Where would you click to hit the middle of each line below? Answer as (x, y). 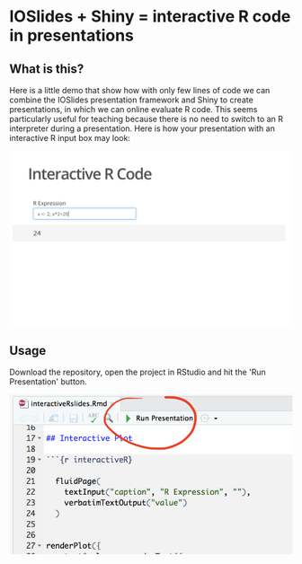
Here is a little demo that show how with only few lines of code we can (140, 90)
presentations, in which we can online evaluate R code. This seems (133, 109)
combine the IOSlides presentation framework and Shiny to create (131, 100)
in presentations (72, 35)
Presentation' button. (48, 382)
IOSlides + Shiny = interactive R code (150, 17)
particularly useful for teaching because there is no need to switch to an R (146, 119)
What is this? (47, 69)
